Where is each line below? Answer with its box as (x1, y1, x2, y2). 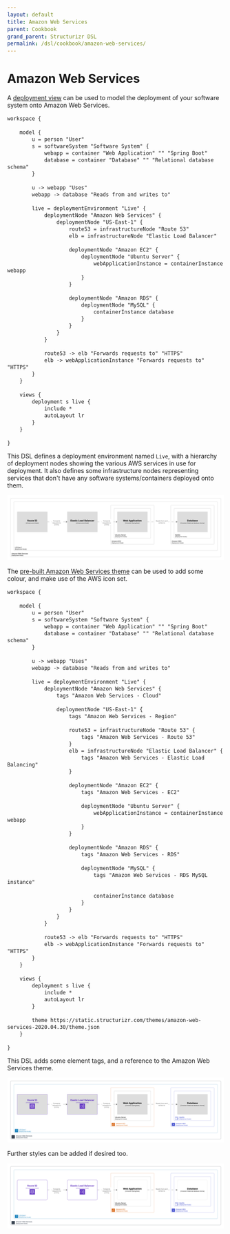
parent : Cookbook (7, 26, 57, 32)
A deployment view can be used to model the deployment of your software (7, 94, 220, 102)
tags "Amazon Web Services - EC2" (81, 789, 180, 796)
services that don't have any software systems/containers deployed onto (7, 474, 215, 483)
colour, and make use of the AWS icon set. (7, 574, 128, 583)
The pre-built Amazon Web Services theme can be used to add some (7, 567, 204, 575)
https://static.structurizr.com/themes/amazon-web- (50, 1016, 202, 1023)
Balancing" (7, 761, 39, 768)
